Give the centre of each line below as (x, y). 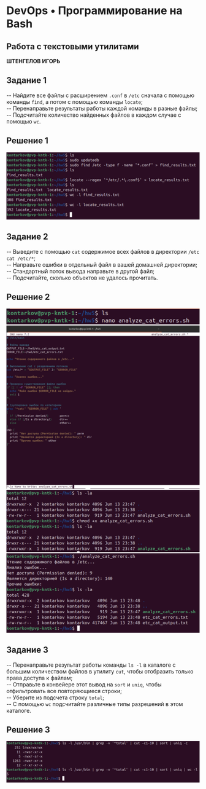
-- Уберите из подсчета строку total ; (55, 697)
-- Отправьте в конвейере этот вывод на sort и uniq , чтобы (84, 684)
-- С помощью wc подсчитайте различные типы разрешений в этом (95, 704)
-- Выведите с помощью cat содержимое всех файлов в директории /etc (103, 251)
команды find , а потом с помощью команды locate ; (74, 101)
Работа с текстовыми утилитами (73, 46)
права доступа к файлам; (40, 678)
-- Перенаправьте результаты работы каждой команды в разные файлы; (102, 108)
